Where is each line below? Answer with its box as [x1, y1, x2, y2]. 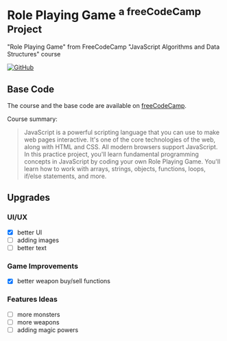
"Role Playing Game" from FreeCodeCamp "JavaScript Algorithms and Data [7, 43, 220, 51]
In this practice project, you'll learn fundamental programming [23, 150, 199, 159]
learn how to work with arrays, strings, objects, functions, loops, [23, 165, 206, 173]
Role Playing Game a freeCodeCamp [7, 5, 202, 23]
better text [16, 243, 47, 252]
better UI [16, 228, 43, 236]
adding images [16, 236, 60, 244]
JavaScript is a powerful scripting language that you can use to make [23, 129, 220, 137]
